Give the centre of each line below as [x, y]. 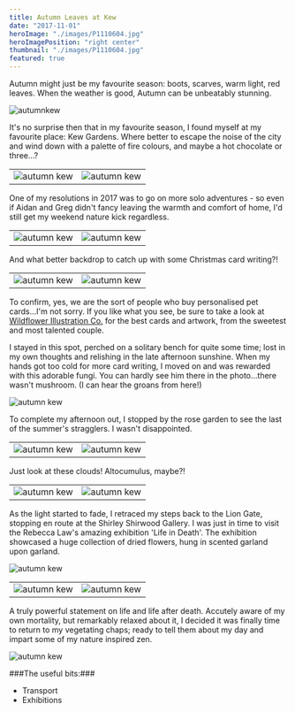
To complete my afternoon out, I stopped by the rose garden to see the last [146, 419]
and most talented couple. [57, 330]
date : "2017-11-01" [45, 26]
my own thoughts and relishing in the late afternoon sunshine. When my [140, 356]
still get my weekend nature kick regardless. [89, 217]
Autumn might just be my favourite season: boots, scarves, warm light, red [145, 84]
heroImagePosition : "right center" [75, 42]
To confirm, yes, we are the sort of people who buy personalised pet [134, 302]
